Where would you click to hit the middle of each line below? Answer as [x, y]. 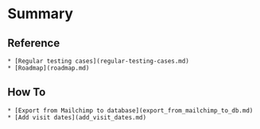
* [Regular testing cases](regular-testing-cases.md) [99, 61]
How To [27, 92]
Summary [40, 14]
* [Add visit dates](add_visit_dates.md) [77, 117]
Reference [34, 43]
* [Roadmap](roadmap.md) [49, 68]
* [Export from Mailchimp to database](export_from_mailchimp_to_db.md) [130, 110]
